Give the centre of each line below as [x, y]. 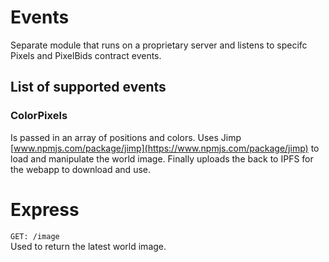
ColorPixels [39, 116]
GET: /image [35, 236]
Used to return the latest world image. [88, 246]
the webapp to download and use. [80, 169]
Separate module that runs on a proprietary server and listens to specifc [159, 45]
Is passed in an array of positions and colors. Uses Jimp [126, 137]
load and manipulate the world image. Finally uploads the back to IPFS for [162, 158]
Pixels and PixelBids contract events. [86, 55]
